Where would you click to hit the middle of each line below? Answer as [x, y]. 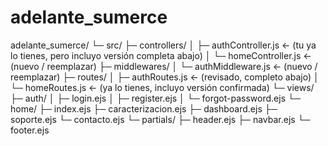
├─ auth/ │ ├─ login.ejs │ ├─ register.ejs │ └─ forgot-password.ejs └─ [155, 98]
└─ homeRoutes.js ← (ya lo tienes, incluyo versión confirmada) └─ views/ [162, 87]
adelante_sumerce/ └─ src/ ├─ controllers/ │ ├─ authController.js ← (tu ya [163, 45]
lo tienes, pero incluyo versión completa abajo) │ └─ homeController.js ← [161, 55]
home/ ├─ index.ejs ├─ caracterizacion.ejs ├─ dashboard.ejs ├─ [144, 108]
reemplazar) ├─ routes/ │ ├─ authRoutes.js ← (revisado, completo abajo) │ [165, 77]
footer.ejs [30, 130]
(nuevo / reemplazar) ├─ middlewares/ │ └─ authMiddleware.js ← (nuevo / [164, 66]
